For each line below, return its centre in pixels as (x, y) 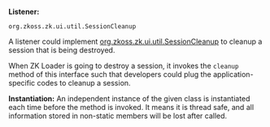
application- (233, 74)
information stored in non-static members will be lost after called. (118, 116)
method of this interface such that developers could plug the (110, 74)
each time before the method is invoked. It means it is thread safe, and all (131, 107)
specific (22, 83)
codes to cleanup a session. (84, 83)
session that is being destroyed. (62, 50)
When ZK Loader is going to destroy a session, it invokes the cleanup (124, 66)
